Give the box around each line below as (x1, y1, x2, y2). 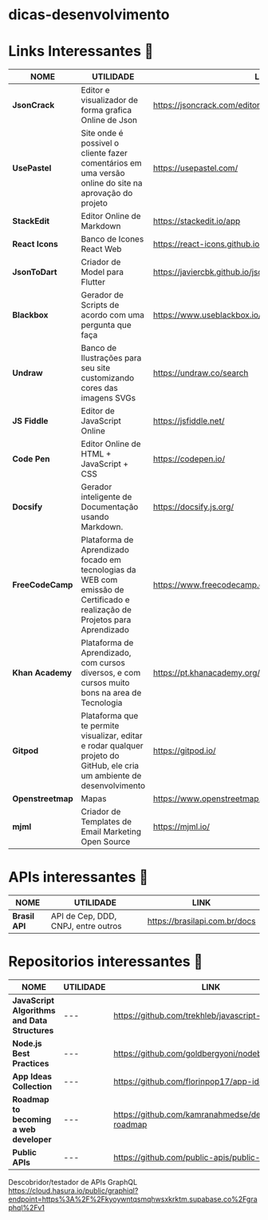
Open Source (81, 836, 131, 847)
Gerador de (81, 289, 124, 301)
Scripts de (81, 300, 120, 311)
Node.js (12, 1038, 42, 1049)
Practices (12, 1058, 49, 1069)
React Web (81, 244, 122, 255)
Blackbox (12, 309, 49, 321)
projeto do (81, 750, 120, 761)
